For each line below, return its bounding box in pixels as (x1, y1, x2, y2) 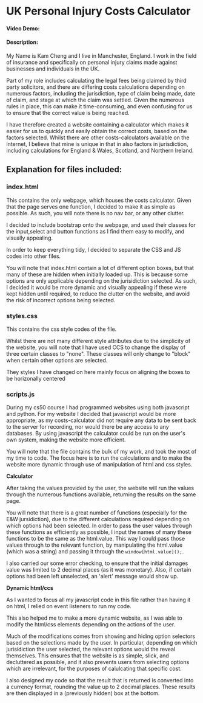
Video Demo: (6, 24, 40, 32)
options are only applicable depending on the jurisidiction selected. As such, (6, 277, 197, 284)
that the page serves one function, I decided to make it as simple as (6, 203, 176, 210)
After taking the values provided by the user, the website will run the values (6, 485, 195, 492)
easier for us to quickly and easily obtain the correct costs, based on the (6, 127, 187, 134)
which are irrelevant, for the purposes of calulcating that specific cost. (6, 665, 182, 673)
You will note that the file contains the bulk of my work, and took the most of (6, 448, 197, 455)
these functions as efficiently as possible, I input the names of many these (6, 528, 192, 536)
